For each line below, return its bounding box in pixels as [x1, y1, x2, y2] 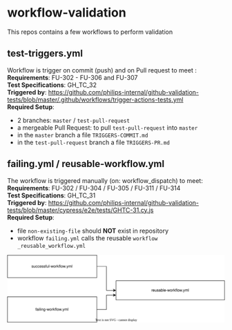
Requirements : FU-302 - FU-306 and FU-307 [7, 73, 138, 81]
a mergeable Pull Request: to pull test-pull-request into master [17, 123, 198, 132]
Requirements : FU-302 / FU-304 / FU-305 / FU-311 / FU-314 [7, 184, 181, 192]
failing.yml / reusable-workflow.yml [7, 158, 164, 170]
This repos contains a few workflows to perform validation [7, 28, 173, 36]
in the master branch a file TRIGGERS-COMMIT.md [17, 130, 148, 139]
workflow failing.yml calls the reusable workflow [17, 233, 158, 242]
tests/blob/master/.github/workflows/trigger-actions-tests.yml [7, 95, 184, 104]
